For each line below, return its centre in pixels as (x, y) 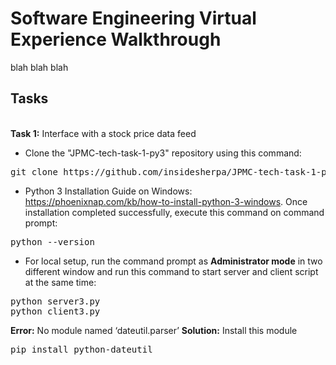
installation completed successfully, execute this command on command (174, 212)
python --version (52, 241)
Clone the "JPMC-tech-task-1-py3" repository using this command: (163, 153)
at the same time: (60, 282)
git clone (34, 171)
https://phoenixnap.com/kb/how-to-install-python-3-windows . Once (166, 201)
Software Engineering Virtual (133, 18)
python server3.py (55, 301)
